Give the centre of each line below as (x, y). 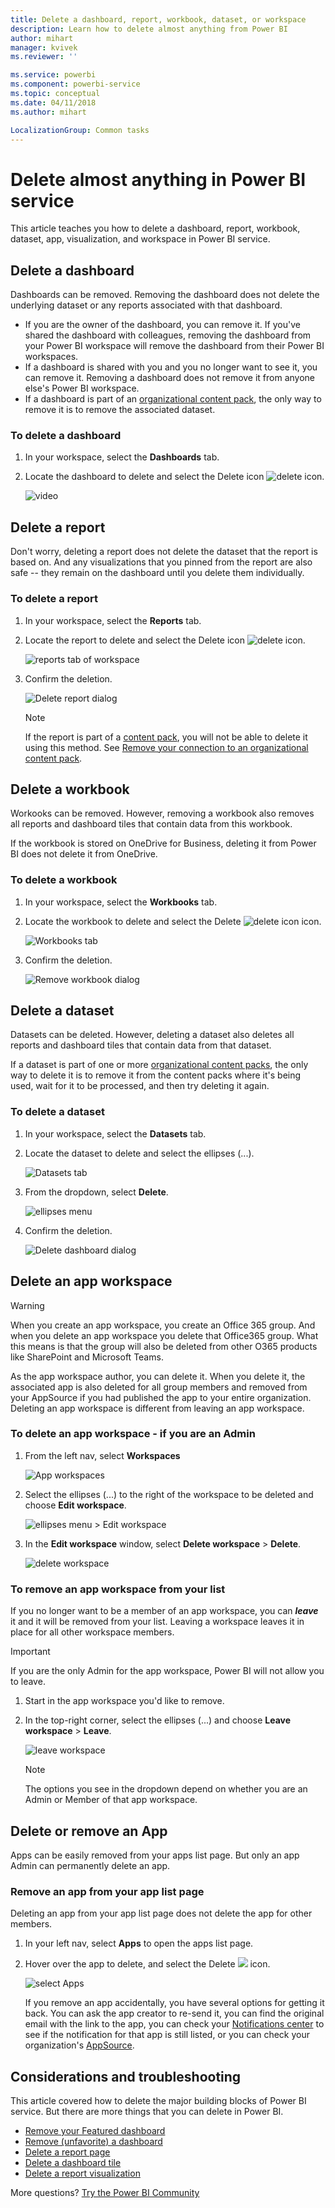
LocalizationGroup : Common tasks (80, 130)
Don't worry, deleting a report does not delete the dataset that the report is (164, 552)
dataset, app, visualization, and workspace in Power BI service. (140, 239)
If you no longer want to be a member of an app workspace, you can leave (164, 1611)
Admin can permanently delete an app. (90, 1865)
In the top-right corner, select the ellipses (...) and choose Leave (158, 1720)
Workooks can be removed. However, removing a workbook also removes (162, 813)
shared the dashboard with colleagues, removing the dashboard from (168, 335)
